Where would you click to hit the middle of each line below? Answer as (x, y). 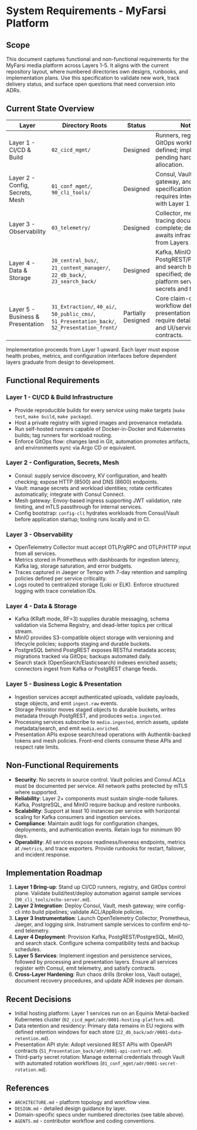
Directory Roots (85, 125)
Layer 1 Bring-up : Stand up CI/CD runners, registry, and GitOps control (100, 887)
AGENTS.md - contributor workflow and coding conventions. (85, 1121)
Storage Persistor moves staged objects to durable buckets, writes (95, 709)
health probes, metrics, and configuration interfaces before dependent (91, 356)
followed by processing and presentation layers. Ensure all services (96, 962)
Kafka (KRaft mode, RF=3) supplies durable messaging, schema (92, 619)
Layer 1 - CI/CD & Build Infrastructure (60, 397)
